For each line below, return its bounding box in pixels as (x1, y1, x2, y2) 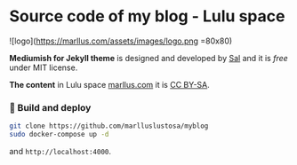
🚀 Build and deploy (9, 101, 92, 114)
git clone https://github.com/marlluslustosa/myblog (9, 122, 209, 130)
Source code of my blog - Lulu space (9, 6, 285, 27)
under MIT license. (9, 62, 78, 73)
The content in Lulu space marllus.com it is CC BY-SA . (9, 79, 211, 90)
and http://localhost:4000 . (9, 145, 112, 156)
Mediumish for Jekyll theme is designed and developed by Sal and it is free (9, 52, 289, 63)
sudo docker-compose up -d (9, 130, 109, 139)
